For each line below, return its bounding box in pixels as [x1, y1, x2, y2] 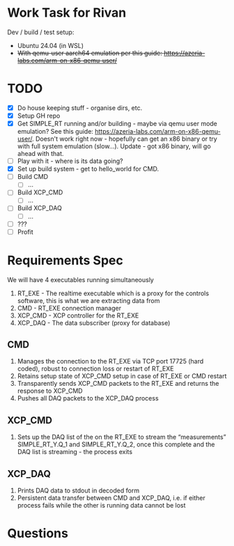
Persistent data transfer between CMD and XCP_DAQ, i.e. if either [17, 494, 205, 502]
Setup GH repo [17, 111, 61, 120]
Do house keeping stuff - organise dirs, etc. [17, 103, 143, 112]
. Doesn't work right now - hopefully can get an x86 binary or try [31, 134, 217, 143]
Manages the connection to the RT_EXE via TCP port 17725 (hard [17, 357, 204, 366]
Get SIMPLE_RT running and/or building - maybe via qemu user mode [17, 120, 218, 127]
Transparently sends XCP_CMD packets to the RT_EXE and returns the [17, 380, 219, 388]
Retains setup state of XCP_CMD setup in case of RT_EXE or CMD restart [17, 372, 227, 380]
